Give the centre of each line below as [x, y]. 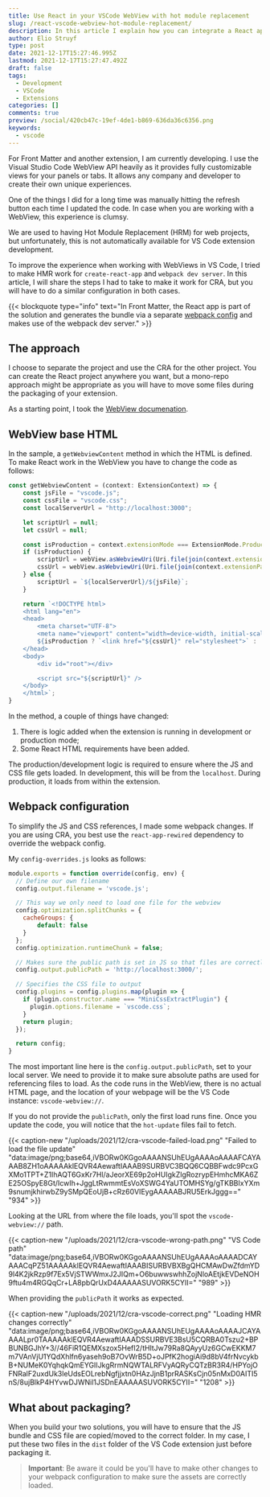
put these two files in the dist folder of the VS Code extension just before [130, 1444]
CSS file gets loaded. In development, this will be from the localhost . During [135, 773]
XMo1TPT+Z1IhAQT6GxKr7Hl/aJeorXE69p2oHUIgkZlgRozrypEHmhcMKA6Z [133, 1174]
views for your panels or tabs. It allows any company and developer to [125, 175]
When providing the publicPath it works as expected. [96, 1298]
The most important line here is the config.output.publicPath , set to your [130, 1067]
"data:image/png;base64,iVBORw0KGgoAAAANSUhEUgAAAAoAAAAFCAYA [135, 1158]
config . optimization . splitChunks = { [79, 911]
